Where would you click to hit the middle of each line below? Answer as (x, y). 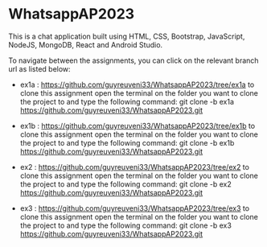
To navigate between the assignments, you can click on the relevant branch (133, 60)
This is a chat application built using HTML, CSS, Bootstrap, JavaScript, (127, 36)
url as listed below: (39, 68)
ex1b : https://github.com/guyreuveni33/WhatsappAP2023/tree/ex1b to (138, 126)
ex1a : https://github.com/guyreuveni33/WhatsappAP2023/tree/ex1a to (137, 84)
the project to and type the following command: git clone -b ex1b (127, 142)
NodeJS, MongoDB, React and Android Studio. (86, 44)
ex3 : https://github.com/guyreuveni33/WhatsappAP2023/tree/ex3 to (135, 208)
